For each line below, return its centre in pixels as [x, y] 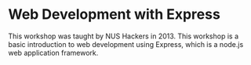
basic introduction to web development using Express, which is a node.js [126, 44]
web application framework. [53, 52]
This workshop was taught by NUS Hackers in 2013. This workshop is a [124, 36]
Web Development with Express [115, 14]
